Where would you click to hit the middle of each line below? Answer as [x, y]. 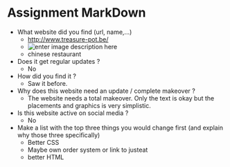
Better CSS [43, 142]
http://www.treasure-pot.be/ [68, 39]
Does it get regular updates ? [59, 61]
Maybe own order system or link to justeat [88, 150]
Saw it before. [47, 83]
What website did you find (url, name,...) [74, 32]
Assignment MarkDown [77, 13]
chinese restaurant [54, 54]
